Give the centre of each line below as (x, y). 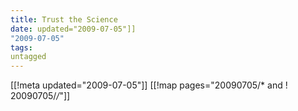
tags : (21, 47)
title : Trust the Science (64, 19)
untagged (28, 57)
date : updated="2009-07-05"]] (73, 29)
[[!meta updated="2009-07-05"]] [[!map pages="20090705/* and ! (149, 85)
